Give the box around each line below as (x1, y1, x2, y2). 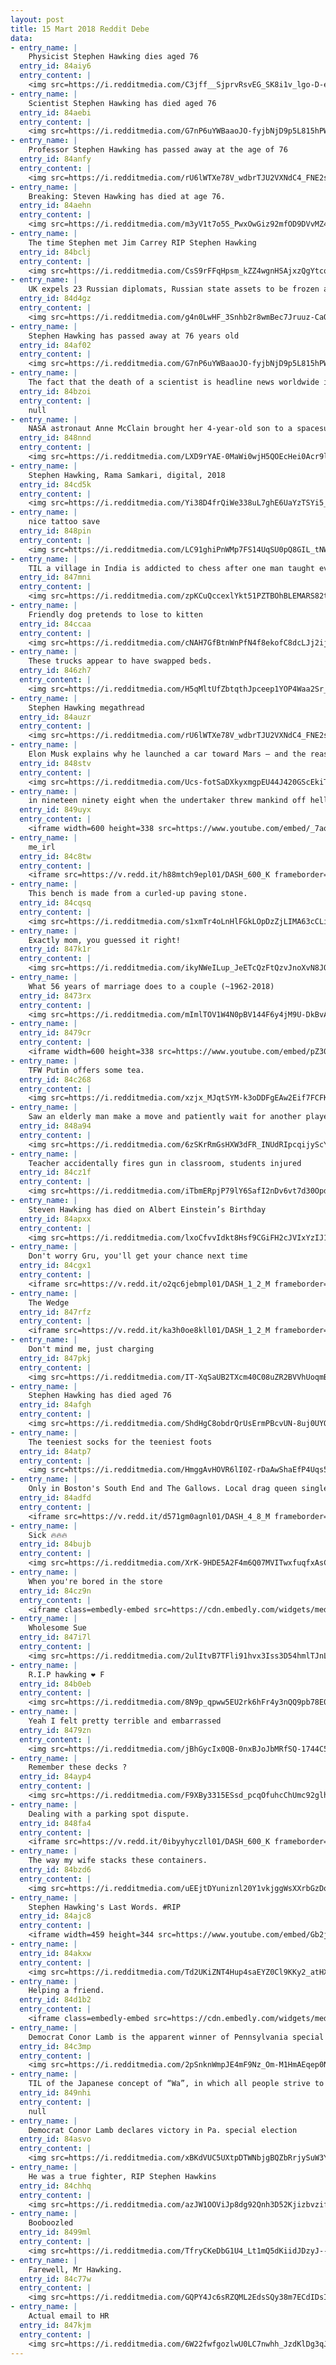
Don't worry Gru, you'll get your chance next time (28, 1251, 248, 1261)
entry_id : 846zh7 (19, 666, 92, 676)
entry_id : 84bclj (19, 247, 92, 257)
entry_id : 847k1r (19, 944, 92, 955)
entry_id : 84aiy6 (19, 61, 92, 71)
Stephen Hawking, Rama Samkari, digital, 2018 (28, 470, 226, 480)
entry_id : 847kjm (19, 2320, 92, 2330)
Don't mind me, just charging (28, 1344, 155, 1354)
